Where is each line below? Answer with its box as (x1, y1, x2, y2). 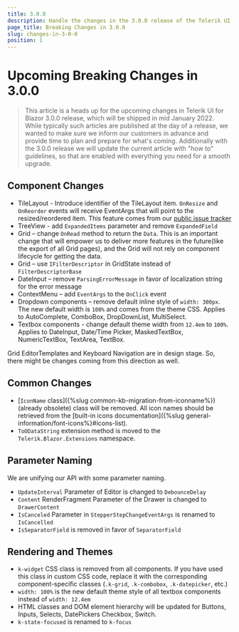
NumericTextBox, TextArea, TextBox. (17, 335, 126, 343)
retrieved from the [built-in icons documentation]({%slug (17, 411, 185, 420)
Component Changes (7, 180, 105, 192)
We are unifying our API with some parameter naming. (7, 473, 166, 482)
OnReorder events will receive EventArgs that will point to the (17, 206, 194, 214)
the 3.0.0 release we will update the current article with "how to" (24, 144, 214, 153)
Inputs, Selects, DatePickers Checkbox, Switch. (17, 610, 157, 618)
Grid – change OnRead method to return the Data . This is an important (17, 229, 218, 237)
